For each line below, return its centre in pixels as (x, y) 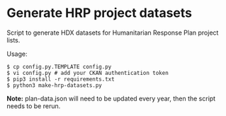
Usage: (17, 54)
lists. (13, 40)
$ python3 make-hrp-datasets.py (54, 85)
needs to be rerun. (34, 106)
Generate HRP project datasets (100, 13)
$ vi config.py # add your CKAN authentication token (88, 73)
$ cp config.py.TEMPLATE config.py (59, 66)
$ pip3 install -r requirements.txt (61, 79)
